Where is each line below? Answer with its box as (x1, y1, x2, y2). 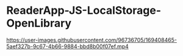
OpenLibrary (6, 16, 72, 30)
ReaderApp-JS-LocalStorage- (6, 4, 162, 17)
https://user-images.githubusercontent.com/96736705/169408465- (6, 36, 177, 43)
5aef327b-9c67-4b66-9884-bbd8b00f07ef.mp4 (6, 43, 129, 50)
